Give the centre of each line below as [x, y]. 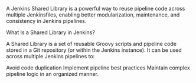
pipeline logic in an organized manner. [53, 74]
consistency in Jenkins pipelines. [46, 21]
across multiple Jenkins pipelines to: [50, 56]
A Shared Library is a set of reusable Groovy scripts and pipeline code [92, 44]
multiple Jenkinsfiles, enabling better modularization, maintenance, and [93, 15]
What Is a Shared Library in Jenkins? [51, 32]
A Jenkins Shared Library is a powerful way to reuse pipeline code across [96, 9]
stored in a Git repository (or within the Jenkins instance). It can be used [94, 50]
